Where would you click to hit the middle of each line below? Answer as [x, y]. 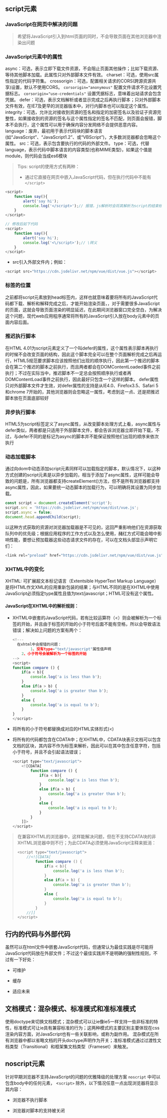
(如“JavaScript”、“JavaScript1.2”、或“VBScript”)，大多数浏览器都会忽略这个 [83, 137]
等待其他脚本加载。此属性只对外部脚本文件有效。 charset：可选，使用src [80, 74]
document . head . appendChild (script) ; [43, 517]
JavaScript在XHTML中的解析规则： [42, 606]
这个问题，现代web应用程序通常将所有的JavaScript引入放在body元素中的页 [82, 316]
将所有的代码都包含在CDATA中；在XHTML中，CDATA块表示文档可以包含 [87, 740]
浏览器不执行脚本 [30, 1100]
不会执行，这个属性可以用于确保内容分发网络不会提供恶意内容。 [75, 124]
